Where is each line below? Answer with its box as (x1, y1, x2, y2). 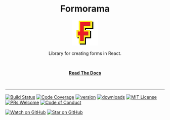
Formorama (60, 3, 110, 15)
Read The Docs (68, 70, 102, 76)
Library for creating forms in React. (48, 50, 122, 56)
